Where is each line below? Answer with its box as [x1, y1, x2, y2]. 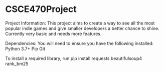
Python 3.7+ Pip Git [5, 45, 46, 51]
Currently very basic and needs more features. [5, 30, 102, 36]
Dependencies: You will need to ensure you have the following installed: [5, 40, 154, 46]
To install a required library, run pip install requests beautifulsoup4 [5, 55, 142, 61]
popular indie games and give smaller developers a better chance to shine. [5, 25, 159, 31]
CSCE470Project [5, 3, 77, 15]
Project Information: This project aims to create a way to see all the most [5, 20, 155, 26]
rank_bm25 [5, 60, 29, 66]
